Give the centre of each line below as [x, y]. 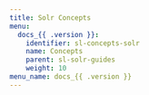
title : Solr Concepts [50, 18]
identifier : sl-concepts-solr [83, 43]
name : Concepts [55, 52]
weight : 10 [46, 69]
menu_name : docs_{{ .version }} [70, 77]
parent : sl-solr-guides [71, 60]
